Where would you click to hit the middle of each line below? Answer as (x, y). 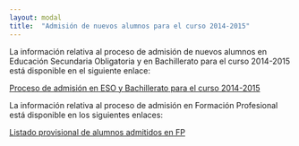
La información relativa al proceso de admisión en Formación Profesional (144, 105)
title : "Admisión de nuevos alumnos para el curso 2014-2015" (130, 26)
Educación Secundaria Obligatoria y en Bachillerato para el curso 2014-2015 (150, 61)
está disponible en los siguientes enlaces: (86, 115)
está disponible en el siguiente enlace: (80, 70)
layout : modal (36, 17)
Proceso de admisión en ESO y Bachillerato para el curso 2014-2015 (135, 88)
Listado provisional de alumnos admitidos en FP (98, 132)
